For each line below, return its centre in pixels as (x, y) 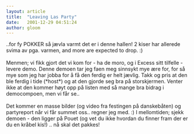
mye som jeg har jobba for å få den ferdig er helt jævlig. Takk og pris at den (97, 75)
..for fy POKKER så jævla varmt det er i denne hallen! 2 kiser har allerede (93, 44)
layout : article (26, 11)
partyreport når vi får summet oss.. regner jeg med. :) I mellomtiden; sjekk (95, 112)
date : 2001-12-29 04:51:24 (41, 22)
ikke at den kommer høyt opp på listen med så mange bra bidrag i (85, 87)
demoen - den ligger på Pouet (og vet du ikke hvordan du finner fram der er (97, 119)
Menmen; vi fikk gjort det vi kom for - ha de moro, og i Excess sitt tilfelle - (94, 63)
